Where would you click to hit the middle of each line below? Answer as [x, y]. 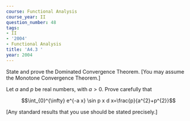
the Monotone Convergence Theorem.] [53, 78]
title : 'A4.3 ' [25, 50]
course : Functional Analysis [42, 11]
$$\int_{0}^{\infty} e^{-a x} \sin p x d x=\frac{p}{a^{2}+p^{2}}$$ [99, 101]
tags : [13, 28]
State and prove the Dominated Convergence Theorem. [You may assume [95, 71]
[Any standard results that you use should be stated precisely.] [82, 112]
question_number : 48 [31, 22]
